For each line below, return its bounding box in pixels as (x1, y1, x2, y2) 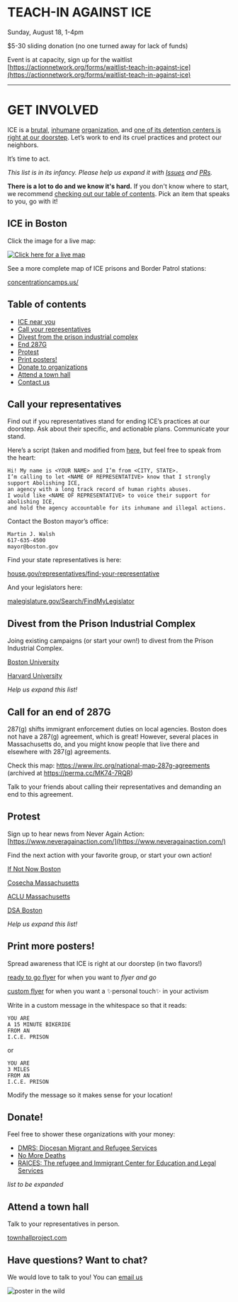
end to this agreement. (7, 790, 74, 798)
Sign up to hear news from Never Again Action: (7, 829, 145, 838)
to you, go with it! (7, 197, 58, 205)
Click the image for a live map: (7, 236, 96, 245)
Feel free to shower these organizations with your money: (7, 1130, 176, 1139)
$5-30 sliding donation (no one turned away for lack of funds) (7, 41, 188, 50)
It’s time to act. (7, 154, 51, 163)
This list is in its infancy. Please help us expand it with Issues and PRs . (7, 168, 212, 176)
